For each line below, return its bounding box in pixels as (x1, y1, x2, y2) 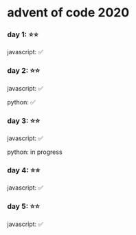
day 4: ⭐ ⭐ (7, 166, 41, 175)
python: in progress (7, 148, 63, 156)
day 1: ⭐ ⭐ (7, 30, 39, 39)
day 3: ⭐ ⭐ (7, 115, 41, 125)
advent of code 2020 (7, 5, 130, 21)
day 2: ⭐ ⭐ (7, 66, 40, 76)
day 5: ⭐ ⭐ (7, 201, 40, 211)
